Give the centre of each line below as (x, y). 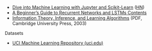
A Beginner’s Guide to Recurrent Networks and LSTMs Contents (79, 13)
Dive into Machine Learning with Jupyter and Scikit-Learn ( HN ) (78, 7)
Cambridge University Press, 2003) (49, 23)
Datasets (14, 33)
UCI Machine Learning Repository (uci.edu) (58, 43)
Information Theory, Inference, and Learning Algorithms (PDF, (77, 18)
